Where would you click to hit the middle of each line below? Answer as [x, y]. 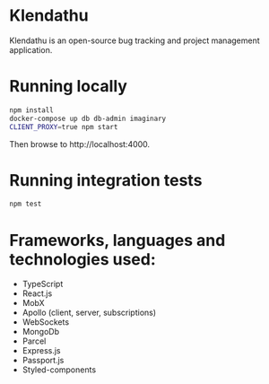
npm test [26, 204]
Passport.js [43, 361]
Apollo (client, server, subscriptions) [89, 313]
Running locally [69, 87]
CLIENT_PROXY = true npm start [64, 127]
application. [31, 49]
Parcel [34, 341]
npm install [31, 110]
